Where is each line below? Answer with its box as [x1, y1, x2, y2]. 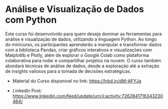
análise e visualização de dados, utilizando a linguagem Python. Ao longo [5, 36, 157, 42]
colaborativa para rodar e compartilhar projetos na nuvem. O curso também [5, 57, 161, 63]
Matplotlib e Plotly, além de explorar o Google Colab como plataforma [5, 52, 149, 58]
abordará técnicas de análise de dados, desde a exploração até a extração [5, 63, 159, 69]
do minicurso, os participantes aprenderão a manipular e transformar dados [5, 41, 162, 47]
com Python [5, 14, 57, 26]
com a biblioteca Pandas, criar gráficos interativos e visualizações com [5, 47, 152, 53]
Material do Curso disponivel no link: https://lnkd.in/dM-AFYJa [12, 78, 141, 84]
